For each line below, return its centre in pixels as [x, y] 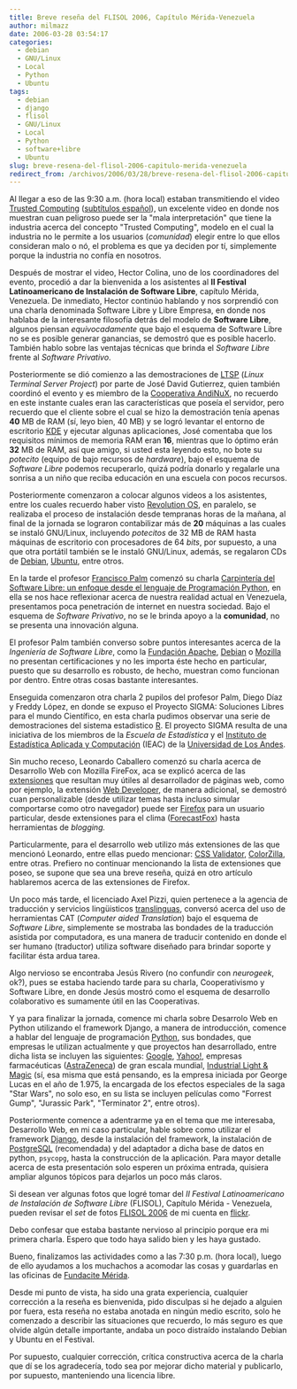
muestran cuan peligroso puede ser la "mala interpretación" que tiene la [141, 218]
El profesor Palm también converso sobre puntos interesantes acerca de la [145, 642]
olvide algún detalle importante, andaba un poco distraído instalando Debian [148, 1331]
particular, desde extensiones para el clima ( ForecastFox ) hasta [125, 818]
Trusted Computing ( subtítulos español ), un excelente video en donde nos [145, 208]
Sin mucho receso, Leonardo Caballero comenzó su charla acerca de [135, 762]
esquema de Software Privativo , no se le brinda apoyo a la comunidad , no [145, 616]
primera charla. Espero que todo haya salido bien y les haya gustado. [135, 1239]
